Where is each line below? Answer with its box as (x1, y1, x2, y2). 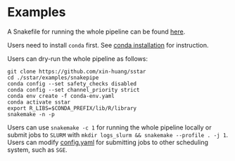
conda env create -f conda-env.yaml (7, 92, 115, 99)
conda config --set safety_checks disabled (7, 80, 137, 87)
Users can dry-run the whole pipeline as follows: (7, 54, 148, 63)
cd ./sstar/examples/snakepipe (7, 74, 99, 81)
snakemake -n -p (7, 111, 55, 118)
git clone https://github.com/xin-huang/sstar (7, 68, 146, 75)
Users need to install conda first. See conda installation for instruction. (7, 41, 209, 49)
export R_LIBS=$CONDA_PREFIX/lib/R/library (7, 104, 137, 112)
